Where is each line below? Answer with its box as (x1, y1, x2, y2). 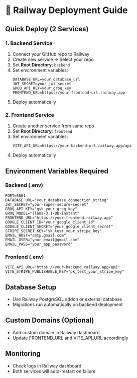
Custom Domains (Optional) (5, 316, 94, 325)
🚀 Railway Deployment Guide (5, 5, 128, 16)
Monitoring (5, 349, 41, 358)
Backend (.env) (5, 182, 44, 189)
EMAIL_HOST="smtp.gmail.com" (5, 233, 66, 238)
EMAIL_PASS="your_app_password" (5, 242, 73, 247)
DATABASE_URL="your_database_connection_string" (5, 197, 109, 203)
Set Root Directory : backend (12, 61, 70, 67)
